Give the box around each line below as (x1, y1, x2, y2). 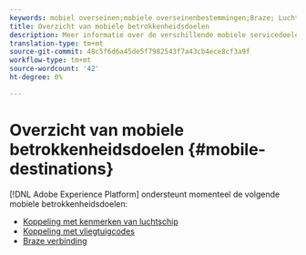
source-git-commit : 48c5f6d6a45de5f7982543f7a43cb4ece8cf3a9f (9, 47, 250, 56)
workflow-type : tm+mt (9, 56, 92, 65)
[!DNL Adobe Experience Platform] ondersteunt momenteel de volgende (9, 189, 280, 199)
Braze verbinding (22, 235, 88, 246)
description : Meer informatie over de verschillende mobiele (9, 30, 247, 39)
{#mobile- (188, 138, 266, 159)
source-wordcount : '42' (9, 65, 100, 74)
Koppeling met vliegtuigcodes (22, 225, 135, 237)
